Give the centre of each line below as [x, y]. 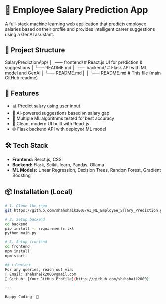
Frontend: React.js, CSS [37, 160]
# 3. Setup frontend [26, 242]
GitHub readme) [21, 78]
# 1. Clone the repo [26, 206]
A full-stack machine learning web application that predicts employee [76, 24]
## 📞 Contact [18, 265]
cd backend [16, 224]
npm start [15, 256]
